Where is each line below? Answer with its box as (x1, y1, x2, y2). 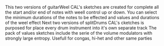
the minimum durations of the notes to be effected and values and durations (5, 15, 160, 20)
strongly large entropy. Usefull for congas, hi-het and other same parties (5, 35, 152, 41)
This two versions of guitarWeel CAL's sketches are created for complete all (5, 4, 159, 10)
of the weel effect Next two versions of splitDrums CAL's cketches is (5, 20, 144, 25)
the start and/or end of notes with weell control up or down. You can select (5, 9, 157, 15)
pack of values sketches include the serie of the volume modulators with (5, 30, 153, 36)
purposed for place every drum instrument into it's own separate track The (5, 25, 157, 31)
